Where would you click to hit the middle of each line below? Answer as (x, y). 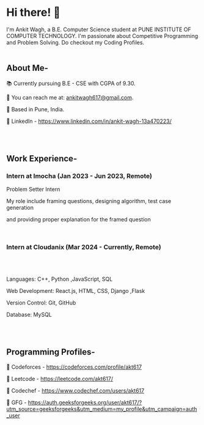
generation (20, 208)
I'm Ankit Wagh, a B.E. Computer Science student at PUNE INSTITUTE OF (99, 29)
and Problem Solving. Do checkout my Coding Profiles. (75, 42)
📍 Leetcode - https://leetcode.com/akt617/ (60, 379)
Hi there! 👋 (34, 13)
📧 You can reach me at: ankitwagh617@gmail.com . (70, 97)
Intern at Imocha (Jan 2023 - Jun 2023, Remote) (79, 176)
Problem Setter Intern (33, 190)
